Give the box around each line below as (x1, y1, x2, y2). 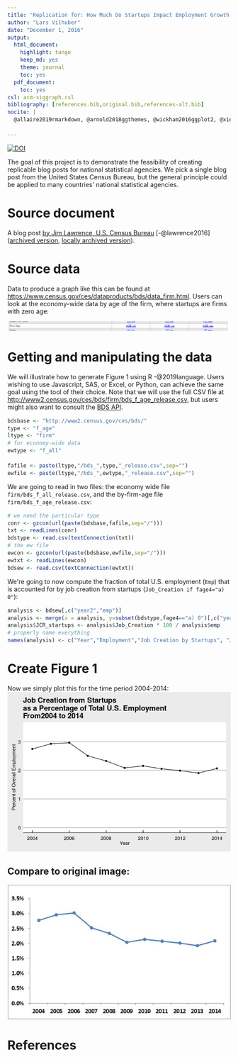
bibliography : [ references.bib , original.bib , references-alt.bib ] (7, 101, 204, 108)
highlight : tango (20, 49, 72, 56)
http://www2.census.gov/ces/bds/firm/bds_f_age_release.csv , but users (7, 395, 218, 403)
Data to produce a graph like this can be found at (7, 284, 150, 293)
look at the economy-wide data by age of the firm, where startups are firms (7, 299, 227, 308)
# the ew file (7, 542, 50, 549)
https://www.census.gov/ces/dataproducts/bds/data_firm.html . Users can (7, 291, 223, 301)
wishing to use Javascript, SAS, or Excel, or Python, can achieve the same (7, 380, 225, 388)
